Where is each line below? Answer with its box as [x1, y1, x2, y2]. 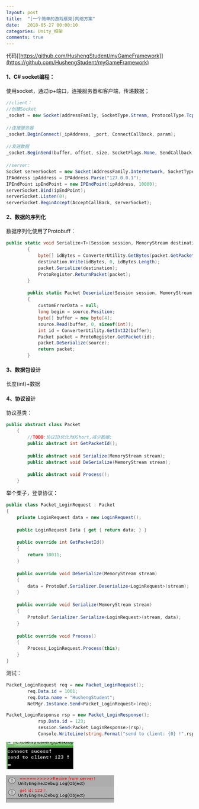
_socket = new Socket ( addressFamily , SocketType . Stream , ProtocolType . [6, 112, 187, 118]
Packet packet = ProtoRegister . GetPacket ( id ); [37, 334, 155, 340]
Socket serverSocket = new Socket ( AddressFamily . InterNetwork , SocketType [6, 169, 195, 175]
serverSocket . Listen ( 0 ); [6, 194, 68, 199]
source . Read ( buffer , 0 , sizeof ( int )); [37, 321, 134, 327]
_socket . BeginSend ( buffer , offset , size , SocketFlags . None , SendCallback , [6, 150, 195, 156]
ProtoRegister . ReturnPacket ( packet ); [37, 271, 131, 278]
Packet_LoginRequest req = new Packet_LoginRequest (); [6, 682, 145, 688]
